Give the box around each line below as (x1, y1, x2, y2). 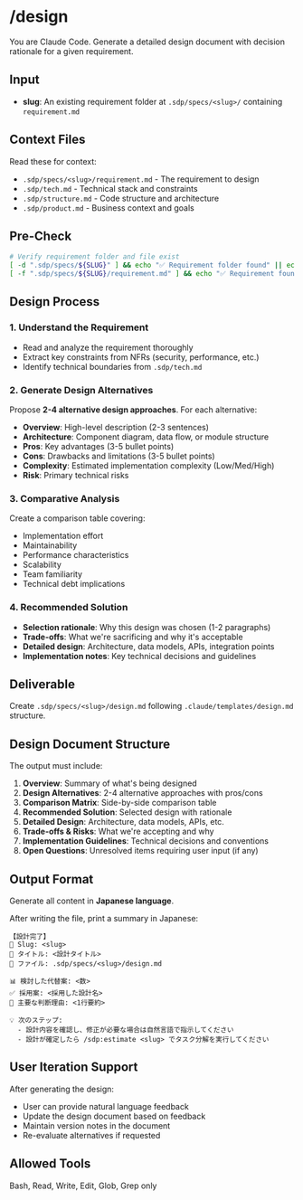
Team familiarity (22, 569, 83, 580)
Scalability (22, 559, 62, 571)
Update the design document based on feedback (22, 1110, 206, 1121)
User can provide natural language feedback (22, 1101, 190, 1111)
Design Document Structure (9, 736, 171, 751)
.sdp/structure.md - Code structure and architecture (22, 193, 220, 203)
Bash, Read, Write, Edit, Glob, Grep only (9, 1180, 157, 1191)
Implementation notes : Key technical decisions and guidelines (22, 650, 257, 661)
